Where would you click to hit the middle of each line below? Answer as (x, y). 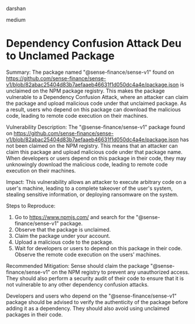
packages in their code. (35, 314)
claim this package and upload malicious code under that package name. (94, 152)
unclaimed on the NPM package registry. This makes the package (85, 91)
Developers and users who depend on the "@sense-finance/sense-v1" (91, 296)
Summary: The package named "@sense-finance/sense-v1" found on (90, 72)
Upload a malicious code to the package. (64, 242)
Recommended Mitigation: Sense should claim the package (78, 265)
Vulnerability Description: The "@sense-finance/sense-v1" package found (96, 127)
